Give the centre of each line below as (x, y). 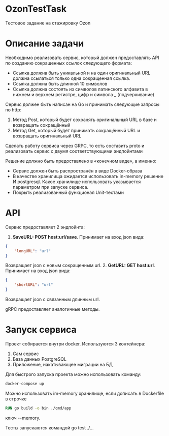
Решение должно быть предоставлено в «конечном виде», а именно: (81, 161)
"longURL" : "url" (33, 251)
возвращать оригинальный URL (47, 136)
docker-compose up (25, 384)
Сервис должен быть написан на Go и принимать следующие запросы (82, 104)
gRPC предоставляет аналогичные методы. (53, 309)
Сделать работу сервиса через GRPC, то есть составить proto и (75, 146)
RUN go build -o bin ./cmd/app (38, 408)
